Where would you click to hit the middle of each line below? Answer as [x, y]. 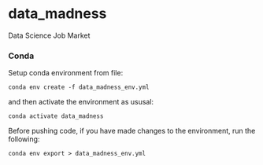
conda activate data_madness [56, 116]
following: [24, 139]
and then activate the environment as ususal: [81, 102]
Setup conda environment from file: [66, 73]
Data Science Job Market [49, 35]
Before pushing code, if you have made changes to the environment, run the [132, 131]
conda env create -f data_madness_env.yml [79, 87]
